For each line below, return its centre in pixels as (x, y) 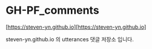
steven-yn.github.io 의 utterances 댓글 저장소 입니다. (70, 39)
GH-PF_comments (52, 10)
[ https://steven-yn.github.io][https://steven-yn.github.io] (76, 27)
